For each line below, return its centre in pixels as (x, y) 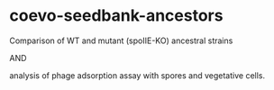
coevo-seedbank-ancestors (116, 16)
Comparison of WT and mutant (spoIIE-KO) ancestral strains (121, 40)
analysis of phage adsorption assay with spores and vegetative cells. (137, 75)
